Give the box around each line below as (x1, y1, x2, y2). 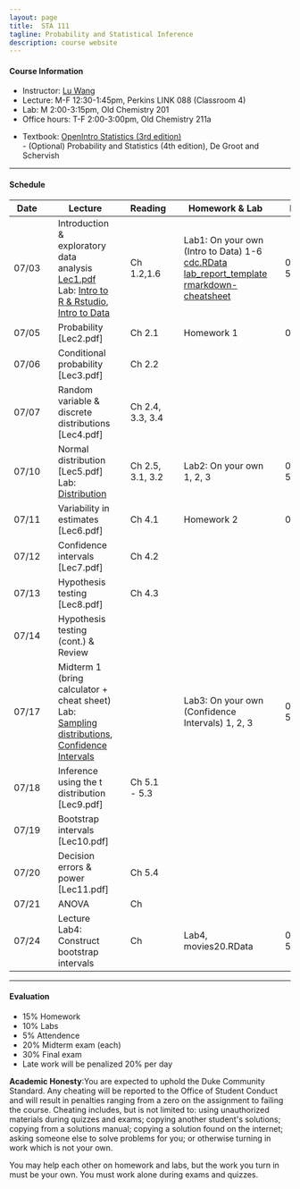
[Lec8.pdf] (57, 598, 104, 611)
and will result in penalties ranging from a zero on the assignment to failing (9, 1094, 284, 1105)
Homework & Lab (187, 202, 263, 215)
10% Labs (21, 1020, 59, 1031)
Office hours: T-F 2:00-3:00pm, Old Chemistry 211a (21, 114, 212, 125)
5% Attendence (21, 1030, 80, 1041)
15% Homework (21, 1011, 81, 1022)
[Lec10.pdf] (57, 835, 109, 847)
